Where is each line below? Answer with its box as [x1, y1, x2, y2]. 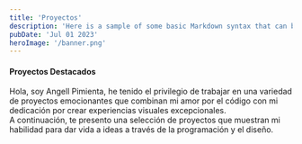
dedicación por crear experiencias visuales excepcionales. [9, 105, 226, 116]
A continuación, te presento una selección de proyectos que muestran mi [9, 114, 280, 126]
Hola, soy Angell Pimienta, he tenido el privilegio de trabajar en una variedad [9, 86, 292, 97]
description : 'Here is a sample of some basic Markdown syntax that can [9, 22, 288, 31]
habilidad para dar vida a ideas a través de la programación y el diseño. [9, 124, 274, 135]
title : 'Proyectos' [9, 13, 83, 22]
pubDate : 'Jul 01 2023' [9, 30, 99, 39]
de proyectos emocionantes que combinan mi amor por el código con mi [9, 95, 279, 106]
